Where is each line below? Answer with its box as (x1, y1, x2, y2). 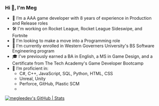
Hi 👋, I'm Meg (5, 4, 37, 11)
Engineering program (12, 48, 55, 54)
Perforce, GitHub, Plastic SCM (19, 81, 80, 87)
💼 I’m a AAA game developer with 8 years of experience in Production (12, 15, 152, 21)
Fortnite (12, 33, 28, 39)
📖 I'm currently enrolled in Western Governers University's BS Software (12, 43, 155, 49)
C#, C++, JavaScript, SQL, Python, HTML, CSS (19, 71, 113, 77)
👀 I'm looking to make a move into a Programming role (12, 38, 120, 44)
